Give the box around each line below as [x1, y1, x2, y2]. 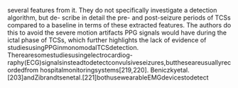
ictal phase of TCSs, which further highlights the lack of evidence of [7, 36, 207, 44]
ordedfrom [7, 66, 39, 74]
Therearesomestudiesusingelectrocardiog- [7, 51, 133, 59]
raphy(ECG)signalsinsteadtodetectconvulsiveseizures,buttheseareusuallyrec [7, 58, 232, 66]
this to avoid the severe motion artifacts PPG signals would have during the [7, 28, 227, 37]
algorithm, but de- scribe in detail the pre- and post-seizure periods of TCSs [7, 13, 231, 22]
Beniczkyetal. [150, 66, 190, 74]
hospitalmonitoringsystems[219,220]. [40, 66, 149, 74]
